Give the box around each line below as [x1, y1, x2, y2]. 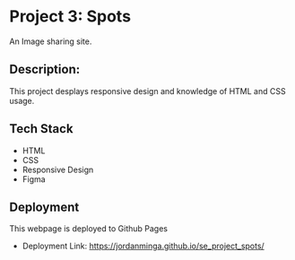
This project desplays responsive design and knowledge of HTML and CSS [9, 85, 286, 96]
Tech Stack [9, 121, 74, 136]
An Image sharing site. [9, 36, 92, 47]
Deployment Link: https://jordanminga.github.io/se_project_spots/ [22, 240, 265, 252]
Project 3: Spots [9, 6, 132, 27]
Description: [9, 62, 81, 77]
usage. [9, 95, 35, 106]
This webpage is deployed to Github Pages [9, 223, 169, 234]
